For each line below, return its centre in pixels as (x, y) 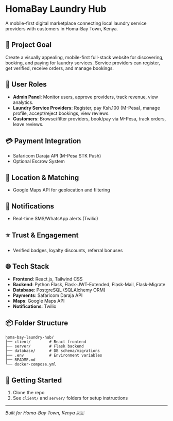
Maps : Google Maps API (39, 301)
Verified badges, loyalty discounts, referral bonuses (68, 250)
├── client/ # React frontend (46, 342)
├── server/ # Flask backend (45, 346)
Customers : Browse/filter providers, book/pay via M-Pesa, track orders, (89, 118)
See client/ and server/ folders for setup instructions (70, 398)
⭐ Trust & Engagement (42, 235)
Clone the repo (29, 393)
